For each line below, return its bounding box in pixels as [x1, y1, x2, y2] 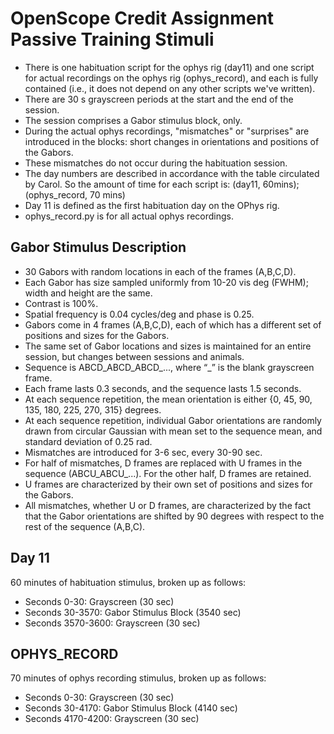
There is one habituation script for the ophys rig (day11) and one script [24, 61, 315, 73]
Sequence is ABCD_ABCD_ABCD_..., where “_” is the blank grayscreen [24, 361, 315, 373]
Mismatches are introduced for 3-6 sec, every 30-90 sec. [24, 446, 263, 458]
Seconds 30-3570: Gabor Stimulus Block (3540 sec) [24, 606, 242, 618]
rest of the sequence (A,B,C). [24, 520, 146, 532]
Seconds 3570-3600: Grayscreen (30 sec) [24, 617, 201, 629]
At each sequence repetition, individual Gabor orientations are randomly [24, 414, 322, 426]
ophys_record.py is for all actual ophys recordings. [24, 210, 234, 222]
